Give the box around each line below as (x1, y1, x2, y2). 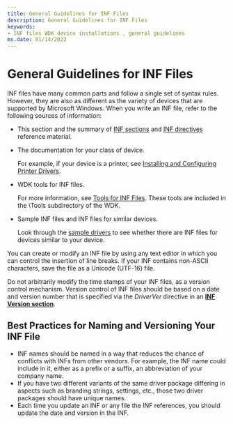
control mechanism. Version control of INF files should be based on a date (7, 285, 220, 294)
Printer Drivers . (17, 167, 61, 175)
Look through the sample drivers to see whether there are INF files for (17, 228, 218, 237)
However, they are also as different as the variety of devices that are (7, 97, 203, 105)
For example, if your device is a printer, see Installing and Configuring (17, 160, 217, 168)
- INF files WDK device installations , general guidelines (7, 29, 186, 37)
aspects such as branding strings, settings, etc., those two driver (17, 386, 204, 395)
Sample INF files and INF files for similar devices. (17, 215, 159, 223)
